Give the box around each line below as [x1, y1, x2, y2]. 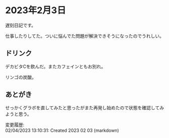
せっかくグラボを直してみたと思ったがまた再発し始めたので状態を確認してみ [5, 104, 164, 111]
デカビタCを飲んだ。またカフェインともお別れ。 [5, 63, 106, 70]
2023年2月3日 [5, 5, 66, 16]
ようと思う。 [5, 111, 32, 117]
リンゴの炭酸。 [5, 74, 36, 80]
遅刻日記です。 [5, 22, 36, 28]
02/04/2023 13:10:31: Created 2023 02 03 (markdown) [5, 127, 120, 133]
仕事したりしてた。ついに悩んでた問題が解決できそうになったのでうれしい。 [5, 33, 164, 39]
